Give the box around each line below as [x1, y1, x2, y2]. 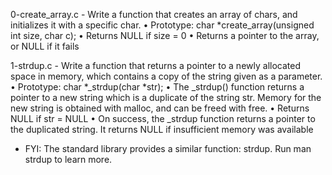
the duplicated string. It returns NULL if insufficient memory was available [10, 124, 314, 135]
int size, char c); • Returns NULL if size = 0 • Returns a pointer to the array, [10, 30, 320, 41]
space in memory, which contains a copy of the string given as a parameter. [10, 70, 323, 82]
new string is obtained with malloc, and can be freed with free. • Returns [10, 102, 310, 114]
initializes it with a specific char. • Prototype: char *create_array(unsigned [10, 19, 315, 31]
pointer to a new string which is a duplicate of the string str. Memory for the [10, 92, 322, 103]
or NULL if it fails [10, 40, 80, 52]
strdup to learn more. [24, 154, 113, 165]
